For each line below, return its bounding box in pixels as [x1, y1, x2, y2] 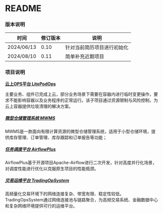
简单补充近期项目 [65, 53, 104, 60]
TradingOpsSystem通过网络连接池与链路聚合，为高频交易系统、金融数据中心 [5, 197, 158, 202]
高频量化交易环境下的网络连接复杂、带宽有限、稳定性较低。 [5, 191, 124, 197]
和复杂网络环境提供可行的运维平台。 [5, 203, 78, 209]
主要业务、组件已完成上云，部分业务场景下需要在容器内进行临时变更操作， [5, 91, 154, 97]
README [5, 3, 42, 14]
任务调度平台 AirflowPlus [5, 146, 56, 152]
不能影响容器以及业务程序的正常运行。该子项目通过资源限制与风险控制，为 [9, 97, 158, 103]
